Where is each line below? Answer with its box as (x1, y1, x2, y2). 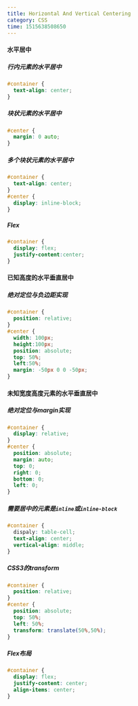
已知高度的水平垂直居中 (7, 273, 74, 282)
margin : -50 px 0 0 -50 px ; (13, 367, 88, 374)
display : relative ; (13, 431, 70, 438)
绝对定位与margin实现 (7, 406, 71, 415)
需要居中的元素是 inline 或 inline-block (7, 504, 117, 513)
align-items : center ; (13, 687, 76, 694)
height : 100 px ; (13, 341, 54, 347)
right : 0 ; (13, 469, 41, 476)
